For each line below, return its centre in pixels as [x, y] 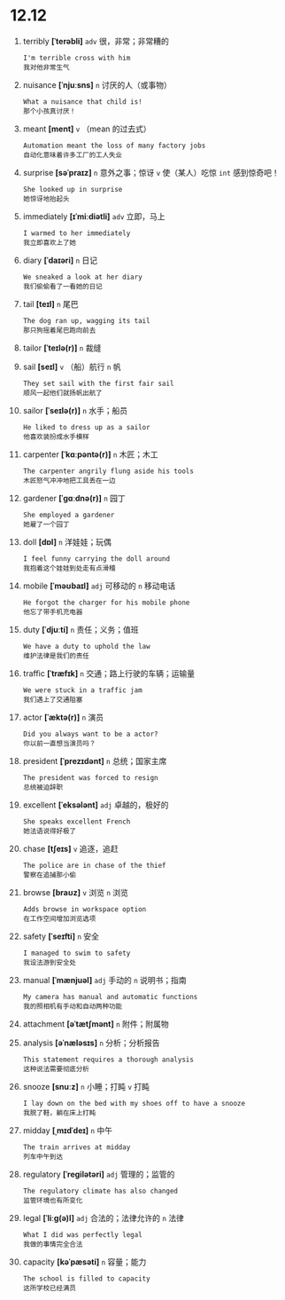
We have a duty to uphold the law [86, 646]
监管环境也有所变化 [53, 1200]
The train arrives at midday [77, 1147]
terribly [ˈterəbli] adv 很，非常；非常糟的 [96, 41]
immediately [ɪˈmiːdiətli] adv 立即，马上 [94, 216]
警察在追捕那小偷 [49, 875]
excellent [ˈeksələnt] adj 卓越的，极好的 [96, 805]
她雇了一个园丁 [46, 524]
